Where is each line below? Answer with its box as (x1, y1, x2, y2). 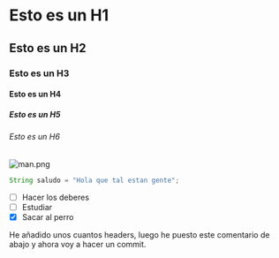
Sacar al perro (21, 211, 74, 222)
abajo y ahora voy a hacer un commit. (9, 239, 147, 249)
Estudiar (21, 201, 53, 212)
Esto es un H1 (9, 5, 109, 26)
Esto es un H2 (9, 41, 87, 56)
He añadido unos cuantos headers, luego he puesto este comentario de (9, 229, 270, 239)
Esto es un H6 (9, 132, 60, 142)
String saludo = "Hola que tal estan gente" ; (9, 176, 179, 185)
